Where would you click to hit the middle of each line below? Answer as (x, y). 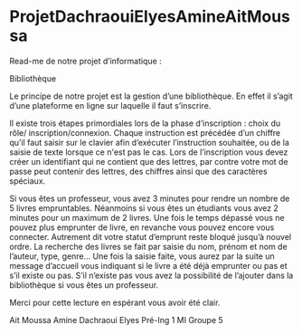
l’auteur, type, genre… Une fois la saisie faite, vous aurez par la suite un (142, 256)
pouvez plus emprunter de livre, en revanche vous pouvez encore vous (142, 227)
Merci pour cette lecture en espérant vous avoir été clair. (115, 302)
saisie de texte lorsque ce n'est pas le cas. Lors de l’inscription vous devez (149, 152)
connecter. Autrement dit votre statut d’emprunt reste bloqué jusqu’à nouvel (151, 236)
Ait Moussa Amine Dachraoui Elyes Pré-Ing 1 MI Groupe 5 (116, 320)
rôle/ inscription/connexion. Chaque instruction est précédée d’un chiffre (145, 132)
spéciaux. (28, 181)
